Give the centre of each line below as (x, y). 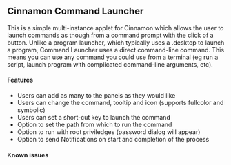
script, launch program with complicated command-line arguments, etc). (110, 64)
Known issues (28, 155)
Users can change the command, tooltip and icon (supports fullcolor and (120, 103)
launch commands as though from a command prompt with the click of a (110, 35)
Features (20, 80)
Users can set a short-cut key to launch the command (93, 118)
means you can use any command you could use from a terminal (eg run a (113, 57)
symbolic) (31, 110)
